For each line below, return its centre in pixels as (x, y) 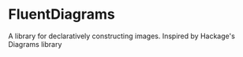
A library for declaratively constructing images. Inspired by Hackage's (121, 36)
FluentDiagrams (62, 14)
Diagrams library (35, 44)
